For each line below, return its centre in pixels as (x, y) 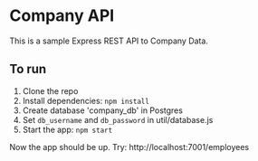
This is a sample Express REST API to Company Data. (109, 41)
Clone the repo (50, 90)
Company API (62, 16)
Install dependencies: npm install (86, 100)
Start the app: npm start (67, 129)
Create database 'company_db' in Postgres (103, 110)
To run (28, 69)
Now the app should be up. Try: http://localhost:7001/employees (129, 147)
